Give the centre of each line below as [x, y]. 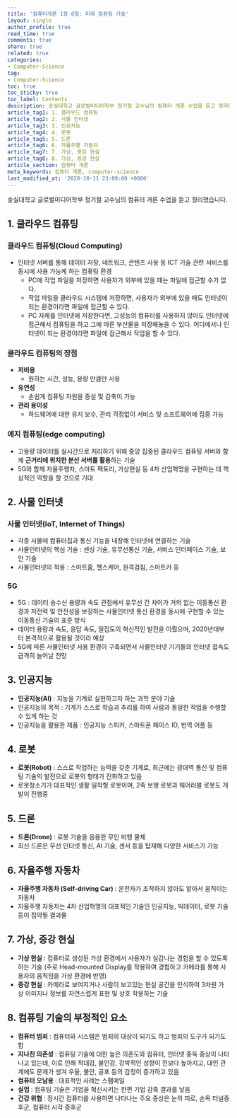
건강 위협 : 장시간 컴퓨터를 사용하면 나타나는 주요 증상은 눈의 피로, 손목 [114, 1098]
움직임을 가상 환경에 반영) [72, 975]
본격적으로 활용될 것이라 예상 [65, 638]
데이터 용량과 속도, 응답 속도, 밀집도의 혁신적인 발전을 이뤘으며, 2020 [113, 629]
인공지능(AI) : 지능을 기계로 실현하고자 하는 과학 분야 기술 [96, 698]
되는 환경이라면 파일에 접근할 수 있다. [79, 307]
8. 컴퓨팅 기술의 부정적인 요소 [67, 1018]
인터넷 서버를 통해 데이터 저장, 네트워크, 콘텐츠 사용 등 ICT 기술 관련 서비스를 [123, 263]
